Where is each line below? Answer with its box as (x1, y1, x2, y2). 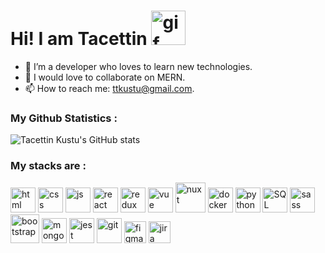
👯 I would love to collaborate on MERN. (24, 71, 186, 83)
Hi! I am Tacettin (10, 28, 148, 50)
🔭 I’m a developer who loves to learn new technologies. (24, 60, 253, 72)
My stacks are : (10, 159, 87, 173)
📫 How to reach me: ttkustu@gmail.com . (24, 82, 195, 94)
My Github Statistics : (10, 111, 118, 125)
